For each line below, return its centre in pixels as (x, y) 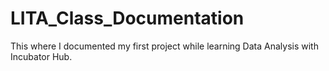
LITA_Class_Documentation (127, 18)
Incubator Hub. (41, 56)
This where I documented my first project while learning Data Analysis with (164, 46)
